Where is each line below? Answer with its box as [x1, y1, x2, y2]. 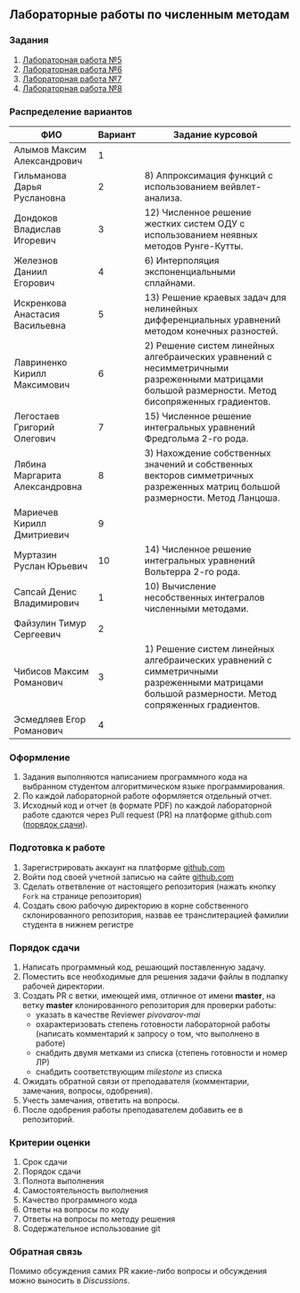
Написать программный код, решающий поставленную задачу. [21, 962, 266, 972]
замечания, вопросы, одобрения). [21, 1085, 154, 1096]
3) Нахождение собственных [144, 447, 271, 459]
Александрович [13, 154, 83, 167]
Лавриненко [13, 355, 68, 368]
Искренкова [13, 296, 67, 309]
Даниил [13, 265, 47, 278]
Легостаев [13, 409, 60, 422]
